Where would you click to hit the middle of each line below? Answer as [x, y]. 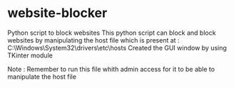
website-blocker [57, 13]
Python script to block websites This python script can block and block [112, 33]
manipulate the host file [42, 77]
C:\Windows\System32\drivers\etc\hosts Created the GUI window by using [117, 48]
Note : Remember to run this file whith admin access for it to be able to [111, 69]
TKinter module [30, 55]
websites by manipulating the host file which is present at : [93, 40]
